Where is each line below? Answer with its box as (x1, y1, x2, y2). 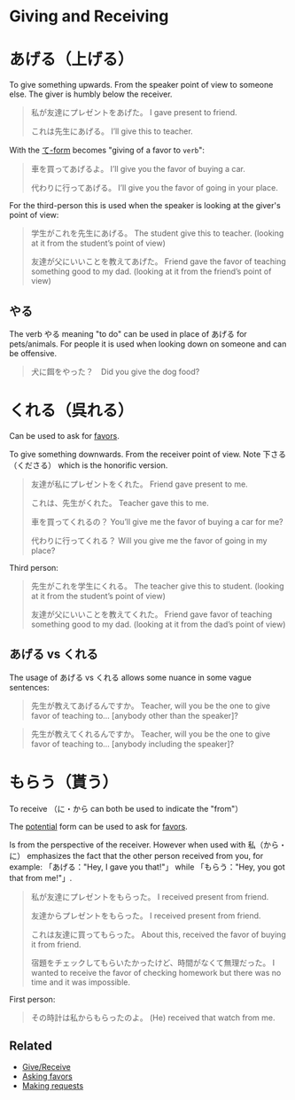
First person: (9, 994, 56, 1004)
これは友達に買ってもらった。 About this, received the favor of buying (30, 929, 286, 940)
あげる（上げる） (9, 50, 135, 70)
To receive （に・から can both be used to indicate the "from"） (9, 803, 244, 814)
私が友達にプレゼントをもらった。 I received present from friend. (30, 891, 269, 901)
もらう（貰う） (9, 772, 119, 792)
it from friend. (30, 939, 82, 949)
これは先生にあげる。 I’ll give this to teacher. (30, 126, 193, 137)
